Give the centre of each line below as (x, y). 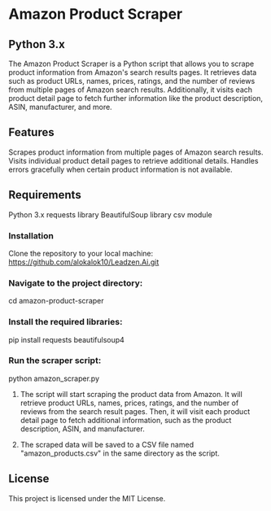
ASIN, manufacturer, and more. (60, 107)
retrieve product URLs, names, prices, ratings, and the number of (129, 403)
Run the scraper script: (55, 360)
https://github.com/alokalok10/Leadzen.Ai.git (84, 262)
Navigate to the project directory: (76, 283)
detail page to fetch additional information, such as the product (126, 420)
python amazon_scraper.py (54, 378)
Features (31, 132)
